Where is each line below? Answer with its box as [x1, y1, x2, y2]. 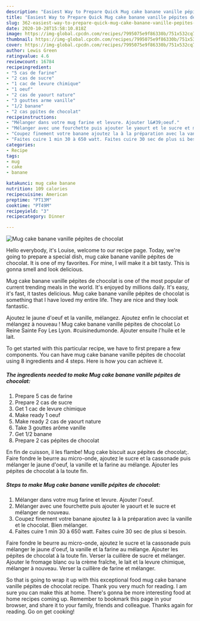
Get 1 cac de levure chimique [14, 405, 86, 412]
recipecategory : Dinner [6, 214, 65, 220]
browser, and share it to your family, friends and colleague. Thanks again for [6, 602, 193, 609]
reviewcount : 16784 [6, 58, 55, 64]
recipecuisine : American [6, 191, 68, 197]
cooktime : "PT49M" [6, 202, 52, 209]
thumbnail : [6, 36, 33, 42]
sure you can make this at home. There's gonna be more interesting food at [6, 589, 191, 597]
